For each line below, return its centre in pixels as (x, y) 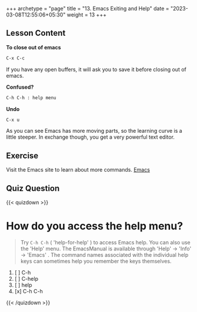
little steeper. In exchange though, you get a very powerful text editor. (91, 137)
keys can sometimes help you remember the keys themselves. (96, 261)
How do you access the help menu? (95, 226)
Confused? (20, 87)
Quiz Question (33, 188)
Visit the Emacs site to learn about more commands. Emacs (78, 170)
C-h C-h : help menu (31, 98)
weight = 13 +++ (87, 15)
